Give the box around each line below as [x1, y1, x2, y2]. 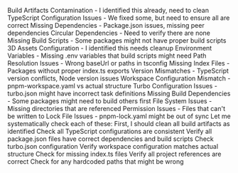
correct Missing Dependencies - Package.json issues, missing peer [7, 21, 205, 29]
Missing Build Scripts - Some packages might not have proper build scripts [7, 36, 227, 45]
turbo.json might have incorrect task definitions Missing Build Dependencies [7, 89, 231, 98]
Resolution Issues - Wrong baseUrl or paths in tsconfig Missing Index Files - [7, 59, 230, 67]
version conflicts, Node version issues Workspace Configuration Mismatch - [7, 74, 231, 83]
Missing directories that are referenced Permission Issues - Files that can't [7, 105, 226, 112]
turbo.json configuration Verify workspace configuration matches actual [7, 142, 219, 150]
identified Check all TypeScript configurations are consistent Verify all [7, 127, 212, 135]
